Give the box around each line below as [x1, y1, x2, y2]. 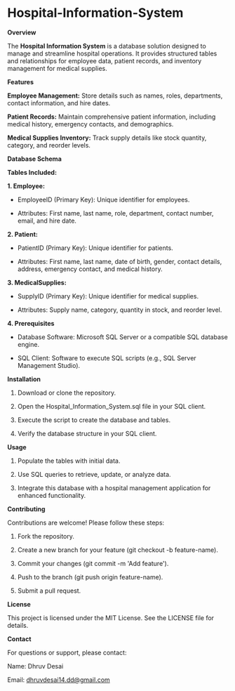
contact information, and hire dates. [7, 98, 111, 107]
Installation [7, 374, 41, 383]
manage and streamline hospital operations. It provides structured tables [7, 49, 217, 58]
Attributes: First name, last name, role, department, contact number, [17, 209, 214, 217]
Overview [7, 28, 36, 37]
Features [7, 77, 34, 86]
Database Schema [7, 154, 62, 163]
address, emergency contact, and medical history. [17, 265, 163, 273]
